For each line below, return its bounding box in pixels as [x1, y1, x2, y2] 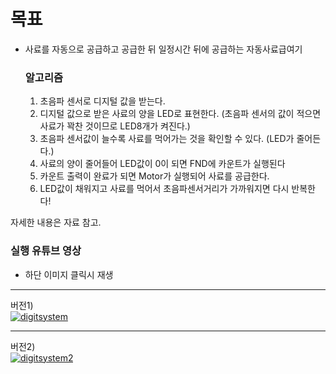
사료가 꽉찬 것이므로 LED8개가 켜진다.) [39, 120, 191, 132]
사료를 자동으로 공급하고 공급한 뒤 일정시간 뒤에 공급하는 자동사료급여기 [24, 43, 303, 55]
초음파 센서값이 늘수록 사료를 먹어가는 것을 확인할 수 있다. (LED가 [39, 133, 295, 145]
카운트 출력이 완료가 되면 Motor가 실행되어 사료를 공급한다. [39, 170, 270, 182]
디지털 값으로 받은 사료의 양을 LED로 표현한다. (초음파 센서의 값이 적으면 [39, 108, 322, 120]
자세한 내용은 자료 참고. [10, 216, 102, 229]
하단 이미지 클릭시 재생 [24, 268, 114, 280]
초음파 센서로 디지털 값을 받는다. [39, 95, 166, 107]
